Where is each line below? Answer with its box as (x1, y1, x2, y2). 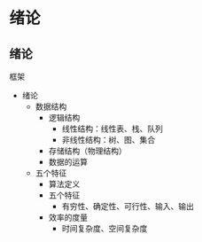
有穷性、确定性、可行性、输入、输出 (61, 201, 195, 211)
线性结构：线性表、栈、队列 (61, 123, 164, 134)
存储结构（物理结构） (48, 145, 127, 156)
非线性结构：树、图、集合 (61, 135, 156, 144)
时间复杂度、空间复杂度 (61, 223, 148, 233)
